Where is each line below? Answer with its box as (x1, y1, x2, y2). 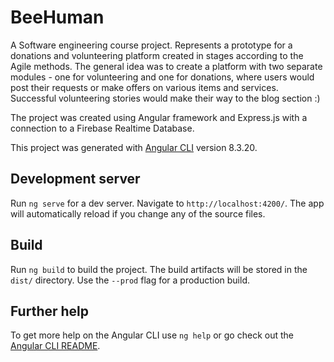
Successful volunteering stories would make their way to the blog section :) (10, 92, 321, 104)
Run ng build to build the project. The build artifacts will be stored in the (10, 263, 308, 275)
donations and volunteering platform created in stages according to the (10, 49, 304, 61)
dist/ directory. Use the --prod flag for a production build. (10, 274, 250, 286)
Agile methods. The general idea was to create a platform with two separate (10, 60, 323, 72)
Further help (10, 302, 90, 320)
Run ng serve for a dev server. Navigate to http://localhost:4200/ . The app (10, 197, 325, 209)
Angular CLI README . (10, 340, 101, 352)
